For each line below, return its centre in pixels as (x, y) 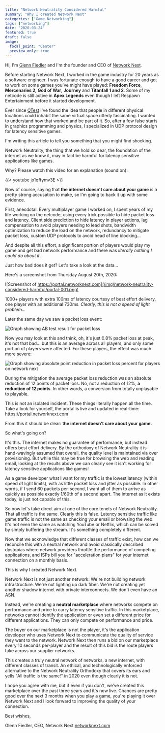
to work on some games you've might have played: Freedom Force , (74, 85)
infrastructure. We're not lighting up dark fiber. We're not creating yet (75, 584)
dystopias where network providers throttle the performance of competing (81, 549)
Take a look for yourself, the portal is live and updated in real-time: (72, 408)
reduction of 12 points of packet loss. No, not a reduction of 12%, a (73, 383)
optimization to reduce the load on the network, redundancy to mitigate (77, 230)
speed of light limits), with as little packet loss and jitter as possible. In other (82, 483)
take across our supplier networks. (40, 650)
